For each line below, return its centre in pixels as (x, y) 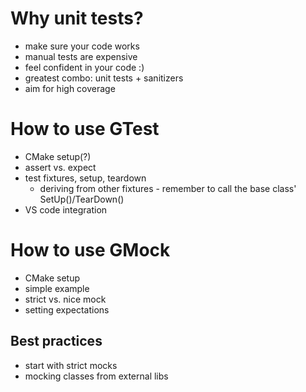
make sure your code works (82, 46)
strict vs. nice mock (65, 299)
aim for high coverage (70, 88)
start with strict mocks (71, 365)
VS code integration (66, 209)
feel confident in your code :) (84, 67)
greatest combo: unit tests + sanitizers (104, 78)
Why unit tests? (77, 18)
